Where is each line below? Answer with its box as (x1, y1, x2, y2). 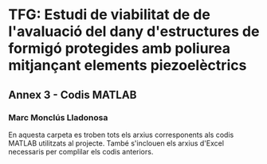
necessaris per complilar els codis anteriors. (8, 146, 154, 156)
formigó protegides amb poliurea (8, 40, 231, 57)
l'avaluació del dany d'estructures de (8, 22, 260, 41)
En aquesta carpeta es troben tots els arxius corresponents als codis (8, 130, 234, 139)
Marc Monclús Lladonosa (8, 111, 108, 123)
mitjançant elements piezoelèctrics (8, 57, 247, 75)
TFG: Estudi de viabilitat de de (8, 6, 211, 24)
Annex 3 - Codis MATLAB (8, 88, 137, 101)
